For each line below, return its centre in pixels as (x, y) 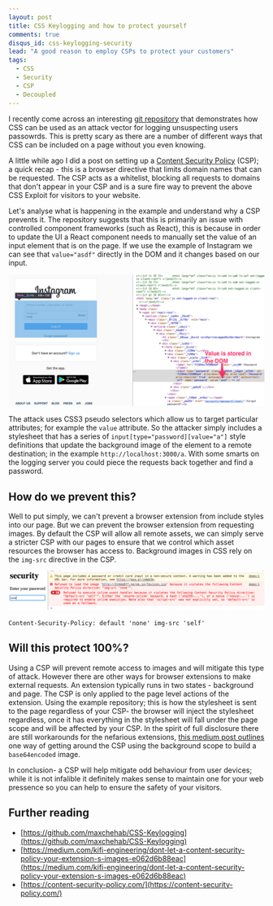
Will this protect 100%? (69, 648)
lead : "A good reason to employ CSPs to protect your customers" (121, 52)
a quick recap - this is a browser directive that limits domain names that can (135, 169)
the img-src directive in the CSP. (63, 560)
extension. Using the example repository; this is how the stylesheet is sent (133, 702)
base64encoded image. (45, 754)
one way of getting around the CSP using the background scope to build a (132, 746)
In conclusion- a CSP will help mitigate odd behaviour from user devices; (130, 770)
